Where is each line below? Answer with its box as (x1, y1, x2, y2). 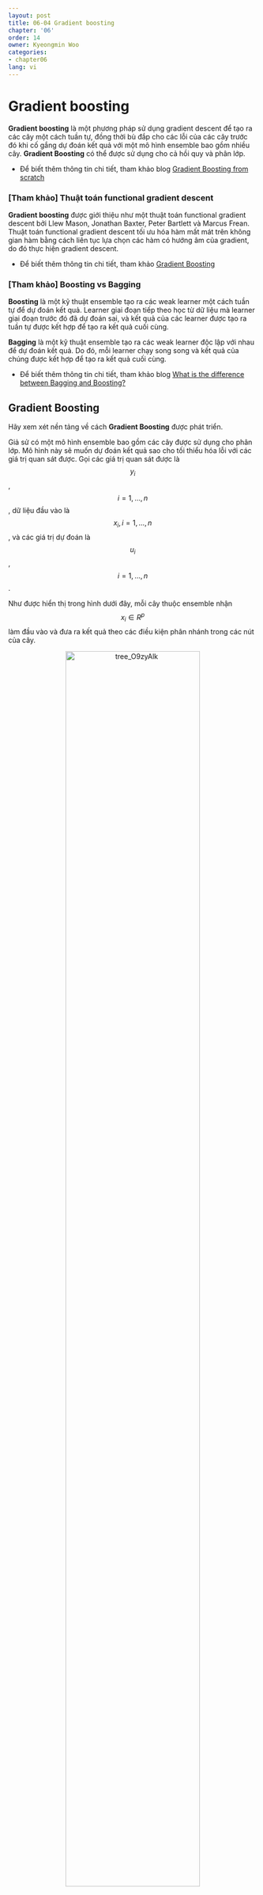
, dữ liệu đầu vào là (8, 505, 70, 515)
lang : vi (8, 63, 37, 71)
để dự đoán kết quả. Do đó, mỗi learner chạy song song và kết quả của (8, 346, 239, 356)
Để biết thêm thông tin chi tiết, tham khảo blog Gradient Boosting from (19, 164, 249, 173)
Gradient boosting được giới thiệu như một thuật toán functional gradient (8, 210, 246, 219)
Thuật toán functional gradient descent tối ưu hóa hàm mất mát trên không (8, 226, 251, 236)
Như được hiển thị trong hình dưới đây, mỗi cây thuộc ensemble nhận (8, 599, 233, 608)
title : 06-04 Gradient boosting (8, 19, 115, 27)
